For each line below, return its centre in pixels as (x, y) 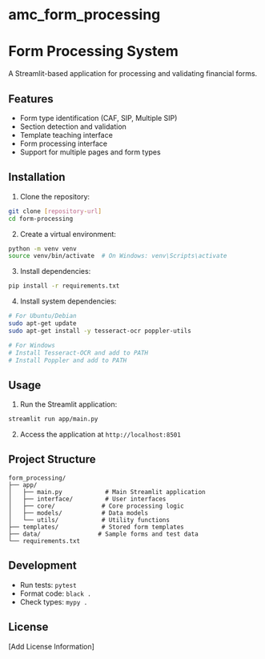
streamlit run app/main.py (53, 419)
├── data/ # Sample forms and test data (103, 534)
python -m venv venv (43, 249)
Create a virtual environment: (68, 234)
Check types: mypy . (54, 601)
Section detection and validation (73, 127)
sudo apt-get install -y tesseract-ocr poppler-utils (100, 331)
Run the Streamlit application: (68, 404)
